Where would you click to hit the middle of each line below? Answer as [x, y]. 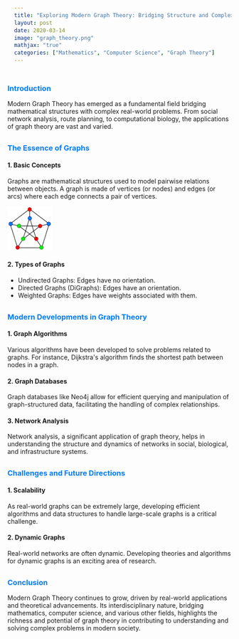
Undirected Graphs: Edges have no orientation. [86, 280]
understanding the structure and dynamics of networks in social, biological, [118, 444]
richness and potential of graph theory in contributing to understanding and [118, 620]
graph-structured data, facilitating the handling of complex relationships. [114, 405]
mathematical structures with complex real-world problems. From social [113, 112]
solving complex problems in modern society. [74, 628]
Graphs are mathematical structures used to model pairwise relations [108, 181]
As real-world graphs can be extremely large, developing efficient [104, 506]
